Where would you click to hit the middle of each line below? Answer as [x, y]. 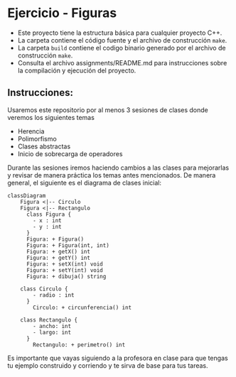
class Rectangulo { [49, 320]
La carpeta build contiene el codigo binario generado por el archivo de [122, 48]
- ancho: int [52, 326]
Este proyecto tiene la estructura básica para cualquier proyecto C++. [120, 33]
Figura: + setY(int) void [64, 270]
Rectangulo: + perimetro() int [79, 345]
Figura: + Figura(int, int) [68, 245]
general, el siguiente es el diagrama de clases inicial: [85, 182]
